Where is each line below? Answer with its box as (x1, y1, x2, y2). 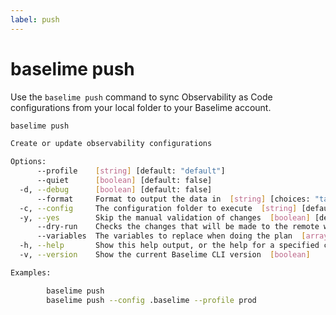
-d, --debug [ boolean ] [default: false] (19, 184, 213, 195)
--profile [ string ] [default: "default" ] (36, 166, 226, 176)
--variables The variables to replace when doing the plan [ (36, 231, 307, 241)
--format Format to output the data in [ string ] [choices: (36, 194, 311, 204)
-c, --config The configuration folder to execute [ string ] (19, 203, 298, 213)
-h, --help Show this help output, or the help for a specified (19, 241, 320, 251)
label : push (10, 14, 60, 25)
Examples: (10, 267, 52, 278)
